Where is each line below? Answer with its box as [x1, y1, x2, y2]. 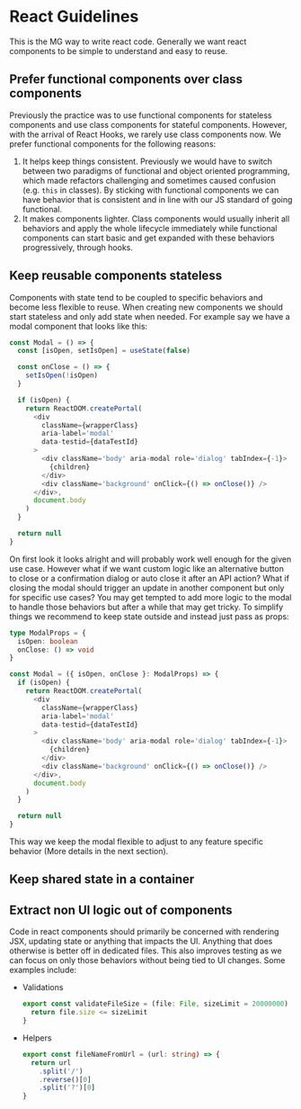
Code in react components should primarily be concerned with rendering [9, 926, 279, 937]
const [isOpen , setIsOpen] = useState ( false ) [17, 347, 191, 356]
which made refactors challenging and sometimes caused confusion [22, 175, 276, 185]
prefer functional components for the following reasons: [9, 138, 217, 149]
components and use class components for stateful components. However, [9, 119, 288, 130]
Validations [22, 982, 64, 993]
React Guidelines [9, 6, 139, 27]
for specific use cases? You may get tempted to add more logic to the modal [9, 591, 292, 602]
